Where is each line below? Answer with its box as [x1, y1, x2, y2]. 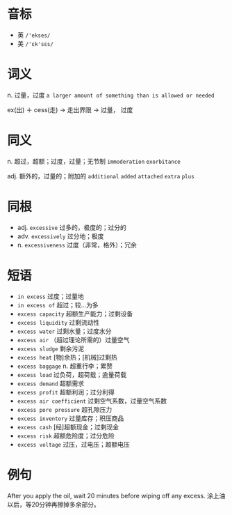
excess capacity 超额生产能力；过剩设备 [17, 309, 133, 318]
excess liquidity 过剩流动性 [17, 318, 100, 326]
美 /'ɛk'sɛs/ [17, 39, 54, 47]
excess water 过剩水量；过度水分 [17, 327, 112, 335]
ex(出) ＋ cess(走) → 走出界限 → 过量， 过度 [7, 105, 133, 114]
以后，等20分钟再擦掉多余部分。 [7, 500, 101, 509]
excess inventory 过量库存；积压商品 [17, 414, 124, 422]
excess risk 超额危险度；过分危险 [17, 431, 115, 440]
